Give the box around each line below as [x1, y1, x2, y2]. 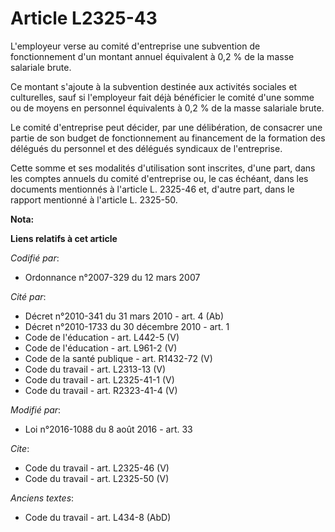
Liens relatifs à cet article [10, 232, 118, 244]
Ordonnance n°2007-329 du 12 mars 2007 [24, 271, 201, 283]
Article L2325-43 [10, 7, 158, 30]
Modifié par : [10, 403, 62, 416]
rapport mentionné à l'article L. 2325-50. [10, 193, 178, 206]
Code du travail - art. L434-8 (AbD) [24, 511, 172, 523]
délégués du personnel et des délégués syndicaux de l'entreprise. [10, 142, 283, 154]
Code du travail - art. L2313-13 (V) [24, 363, 167, 375]
